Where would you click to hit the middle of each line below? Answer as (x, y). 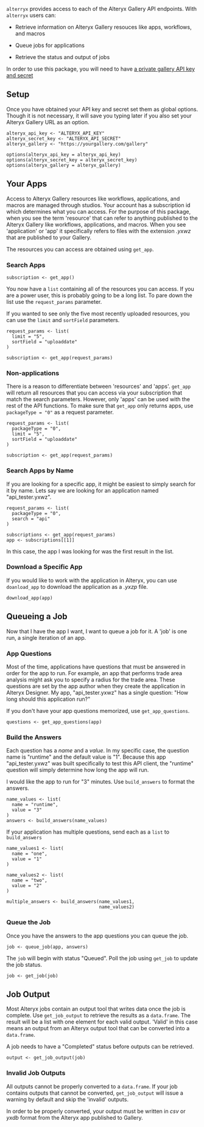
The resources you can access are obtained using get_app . (80, 249)
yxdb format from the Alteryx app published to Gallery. (75, 1117)
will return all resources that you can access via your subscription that (94, 393)
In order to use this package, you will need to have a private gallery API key (101, 69)
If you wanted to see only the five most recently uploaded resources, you (98, 314)
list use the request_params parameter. (54, 301)
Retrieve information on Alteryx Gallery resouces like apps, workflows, (103, 27)
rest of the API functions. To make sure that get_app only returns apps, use (100, 406)
